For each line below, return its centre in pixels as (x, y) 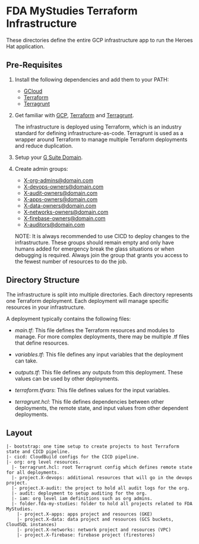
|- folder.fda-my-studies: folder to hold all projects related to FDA (102, 504)
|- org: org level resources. (44, 462)
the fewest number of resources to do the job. (71, 261)
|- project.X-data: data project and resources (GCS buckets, (95, 520)
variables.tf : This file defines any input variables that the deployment (99, 354)
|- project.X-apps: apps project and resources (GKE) (85, 514)
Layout (19, 433)
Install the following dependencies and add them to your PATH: (92, 79)
